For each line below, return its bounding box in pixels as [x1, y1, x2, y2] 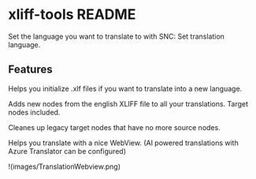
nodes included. [8, 107, 61, 117]
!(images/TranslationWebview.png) [8, 162, 121, 171]
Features [8, 63, 53, 76]
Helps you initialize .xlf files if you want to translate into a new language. [8, 84, 243, 93]
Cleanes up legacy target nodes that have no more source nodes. [8, 122, 221, 132]
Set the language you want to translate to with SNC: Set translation [8, 32, 224, 41]
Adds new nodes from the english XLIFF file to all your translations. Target [8, 99, 249, 108]
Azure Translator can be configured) [8, 146, 126, 155]
